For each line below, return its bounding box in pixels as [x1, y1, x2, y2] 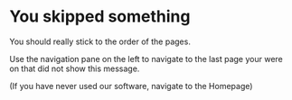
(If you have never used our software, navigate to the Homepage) [9, 80, 253, 91]
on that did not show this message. [9, 63, 140, 74]
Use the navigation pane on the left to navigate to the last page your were [9, 53, 283, 64]
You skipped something [9, 6, 191, 27]
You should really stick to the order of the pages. [9, 36, 192, 47]
